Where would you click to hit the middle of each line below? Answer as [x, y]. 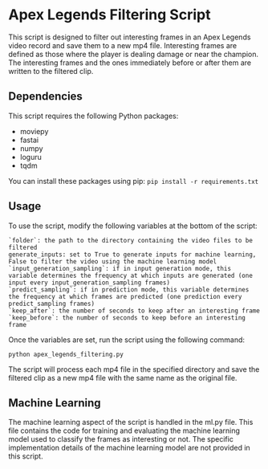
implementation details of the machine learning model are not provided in [129, 448]
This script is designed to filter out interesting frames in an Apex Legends [130, 37]
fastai [29, 140]
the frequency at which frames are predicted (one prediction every [125, 296]
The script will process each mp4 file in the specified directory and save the [134, 369]
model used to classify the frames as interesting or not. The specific [121, 439]
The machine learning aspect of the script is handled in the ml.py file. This [131, 422]
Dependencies [45, 97]
